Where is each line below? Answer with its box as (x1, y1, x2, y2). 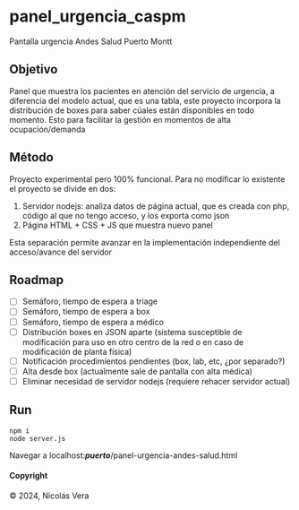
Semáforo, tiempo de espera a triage (21, 296, 158, 307)
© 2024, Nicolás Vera (9, 490, 90, 501)
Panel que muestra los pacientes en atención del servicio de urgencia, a (9, 85, 275, 96)
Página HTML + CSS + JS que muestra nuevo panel (21, 220, 213, 230)
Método (9, 150, 54, 165)
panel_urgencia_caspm (9, 6, 186, 27)
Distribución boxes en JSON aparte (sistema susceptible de (21, 326, 243, 337)
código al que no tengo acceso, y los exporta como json (21, 210, 230, 220)
